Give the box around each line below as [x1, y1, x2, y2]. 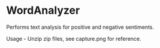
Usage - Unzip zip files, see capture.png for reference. [6, 35, 142, 42]
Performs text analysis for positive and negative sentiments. [6, 23, 155, 31]
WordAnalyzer [6, 4, 80, 17]
